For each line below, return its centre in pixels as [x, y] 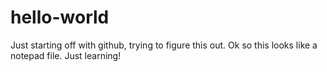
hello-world [60, 17]
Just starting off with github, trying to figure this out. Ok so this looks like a [164, 45]
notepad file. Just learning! [66, 55]
